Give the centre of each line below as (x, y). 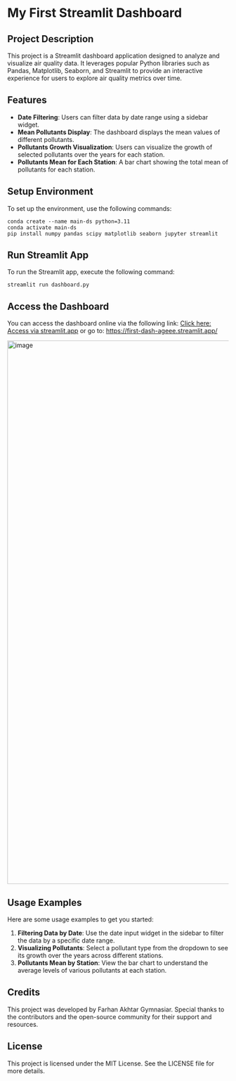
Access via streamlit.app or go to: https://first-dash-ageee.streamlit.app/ (112, 331)
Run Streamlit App (48, 255)
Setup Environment (50, 192)
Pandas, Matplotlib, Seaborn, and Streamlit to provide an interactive (105, 71)
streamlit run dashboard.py (48, 285)
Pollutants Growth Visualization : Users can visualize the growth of (115, 147)
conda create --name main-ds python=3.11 (69, 221)
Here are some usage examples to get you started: (80, 919)
